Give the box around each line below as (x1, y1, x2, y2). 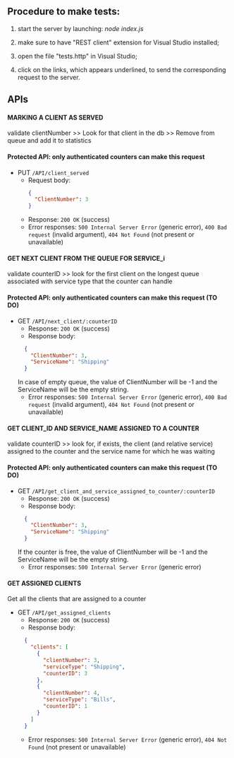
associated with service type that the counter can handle (7, 277, 173, 285)
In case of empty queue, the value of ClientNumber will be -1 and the (17, 378, 218, 386)
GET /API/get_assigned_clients (17, 608, 111, 617)
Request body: (27, 176, 70, 184)
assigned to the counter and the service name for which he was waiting (7, 447, 215, 456)
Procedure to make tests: (7, 6, 121, 18)
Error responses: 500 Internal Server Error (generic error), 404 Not (27, 735, 228, 744)
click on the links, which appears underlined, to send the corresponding (17, 65, 227, 73)
